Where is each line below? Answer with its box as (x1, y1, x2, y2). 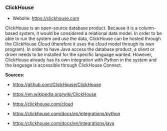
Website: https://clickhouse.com (12, 15, 79, 21)
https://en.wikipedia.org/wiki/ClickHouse (12, 91, 96, 97)
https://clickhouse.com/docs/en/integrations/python (12, 110, 120, 116)
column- (138, 25, 156, 31)
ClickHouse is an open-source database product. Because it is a (5, 25, 138, 31)
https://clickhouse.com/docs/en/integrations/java (12, 120, 114, 126)
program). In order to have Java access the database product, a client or (5, 46, 155, 52)
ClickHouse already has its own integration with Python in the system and (5, 57, 156, 63)
